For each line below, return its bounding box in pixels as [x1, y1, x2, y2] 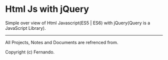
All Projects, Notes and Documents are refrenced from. [5, 39, 118, 45]
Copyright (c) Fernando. [5, 49, 55, 55]
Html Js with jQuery [5, 3, 89, 15]
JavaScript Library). [5, 25, 46, 31]
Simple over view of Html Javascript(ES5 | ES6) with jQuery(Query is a [5, 20, 150, 26]
